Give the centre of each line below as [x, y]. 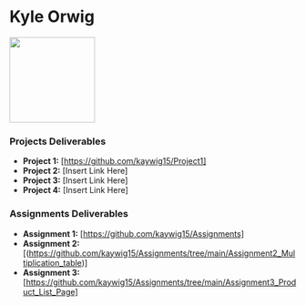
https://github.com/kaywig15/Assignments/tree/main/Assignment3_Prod [161, 282]
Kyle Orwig [52, 17]
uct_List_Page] [51, 291]
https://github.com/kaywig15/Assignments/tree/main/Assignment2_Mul [162, 253]
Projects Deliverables [58, 141]
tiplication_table [52, 262]
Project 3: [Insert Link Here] [75, 180]
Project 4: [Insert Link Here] [76, 190]
